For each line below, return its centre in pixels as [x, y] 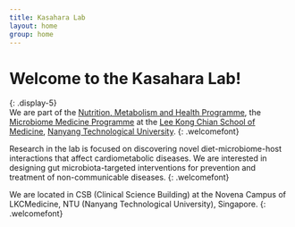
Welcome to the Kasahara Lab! [125, 78]
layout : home [34, 26]
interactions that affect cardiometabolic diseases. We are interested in [138, 158]
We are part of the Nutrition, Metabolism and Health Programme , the [135, 113]
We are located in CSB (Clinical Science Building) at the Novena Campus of [148, 195]
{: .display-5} [33, 103]
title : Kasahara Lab [48, 17]
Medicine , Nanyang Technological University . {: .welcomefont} [124, 131]
